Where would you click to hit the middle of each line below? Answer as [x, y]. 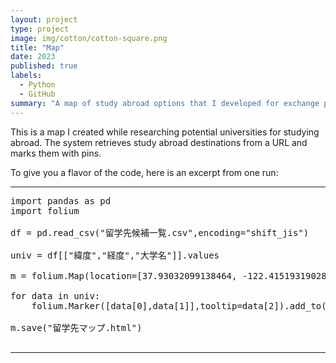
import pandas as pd [61, 200]
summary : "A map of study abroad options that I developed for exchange [165, 103]
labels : [26, 76]
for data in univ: [55, 295]
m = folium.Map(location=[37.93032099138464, [124, 275]
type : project [40, 29]
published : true [44, 66]
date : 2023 [33, 57]
